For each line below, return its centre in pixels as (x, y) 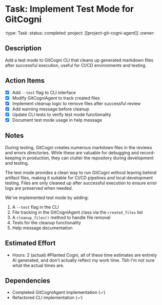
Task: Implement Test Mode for (70, 9)
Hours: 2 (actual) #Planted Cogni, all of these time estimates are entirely (84, 255)
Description (23, 48)
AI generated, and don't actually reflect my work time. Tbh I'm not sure (83, 260)
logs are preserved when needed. (39, 188)
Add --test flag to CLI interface (44, 92)
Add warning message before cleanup (51, 109)
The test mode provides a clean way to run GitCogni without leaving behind (81, 173)
